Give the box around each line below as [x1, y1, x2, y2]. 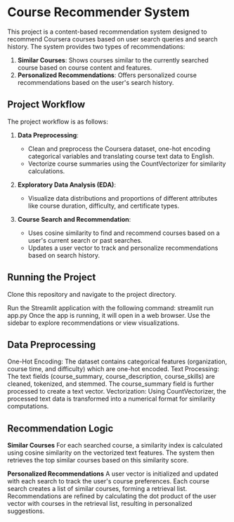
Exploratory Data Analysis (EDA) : [17, 180, 116, 189]
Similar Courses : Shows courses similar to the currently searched [17, 55, 209, 64]
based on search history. [27, 250, 100, 260]
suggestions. [7, 507, 45, 516]
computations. [7, 402, 49, 410]
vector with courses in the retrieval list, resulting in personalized [7, 500, 193, 508]
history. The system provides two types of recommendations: [7, 42, 186, 51]
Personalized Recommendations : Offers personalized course [17, 71, 197, 79]
